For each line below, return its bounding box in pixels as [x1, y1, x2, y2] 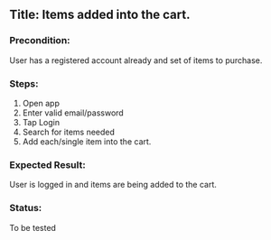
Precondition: [9, 34, 70, 47]
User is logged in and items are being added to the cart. [9, 180, 217, 190]
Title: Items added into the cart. [9, 7, 191, 23]
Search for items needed [22, 126, 116, 137]
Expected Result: [9, 158, 86, 171]
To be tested [9, 222, 57, 233]
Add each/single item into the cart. [22, 135, 152, 147]
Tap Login [22, 116, 61, 127]
